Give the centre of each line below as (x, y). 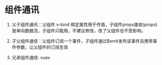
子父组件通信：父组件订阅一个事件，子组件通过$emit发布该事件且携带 (82, 41)
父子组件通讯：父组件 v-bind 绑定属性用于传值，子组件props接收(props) (85, 24)
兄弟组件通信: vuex (31, 57)
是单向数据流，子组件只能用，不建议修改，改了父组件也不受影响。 (79, 30)
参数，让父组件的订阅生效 (42, 47)
